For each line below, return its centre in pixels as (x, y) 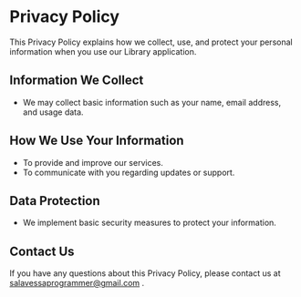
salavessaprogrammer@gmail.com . (77, 283)
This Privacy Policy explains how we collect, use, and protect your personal (151, 42)
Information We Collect (77, 81)
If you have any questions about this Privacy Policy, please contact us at (145, 273)
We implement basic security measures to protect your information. (149, 223)
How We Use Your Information (97, 141)
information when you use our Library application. (103, 51)
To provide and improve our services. (93, 162)
